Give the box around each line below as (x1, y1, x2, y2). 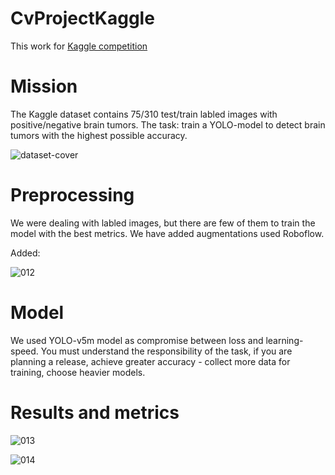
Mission (10, 75, 78, 98)
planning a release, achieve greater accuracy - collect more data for (10, 355, 291, 367)
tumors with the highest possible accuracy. (10, 129, 188, 141)
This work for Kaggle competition (10, 40, 148, 52)
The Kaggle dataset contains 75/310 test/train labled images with (10, 108, 278, 120)
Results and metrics (10, 401, 180, 424)
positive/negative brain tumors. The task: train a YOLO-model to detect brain (10, 118, 326, 131)
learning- (265, 334, 304, 346)
